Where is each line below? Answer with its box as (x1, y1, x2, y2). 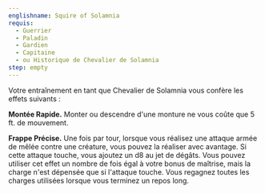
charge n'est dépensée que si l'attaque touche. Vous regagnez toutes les (8, 167, 250, 176)
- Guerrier (15, 26, 52, 34)
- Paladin (15, 33, 48, 42)
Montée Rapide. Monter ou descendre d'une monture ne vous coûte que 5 (8, 109, 255, 119)
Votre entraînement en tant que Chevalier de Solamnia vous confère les (8, 85, 244, 95)
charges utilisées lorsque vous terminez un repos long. (8, 175, 190, 185)
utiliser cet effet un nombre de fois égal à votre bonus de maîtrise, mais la (8, 159, 251, 168)
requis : (8, 19, 34, 27)
